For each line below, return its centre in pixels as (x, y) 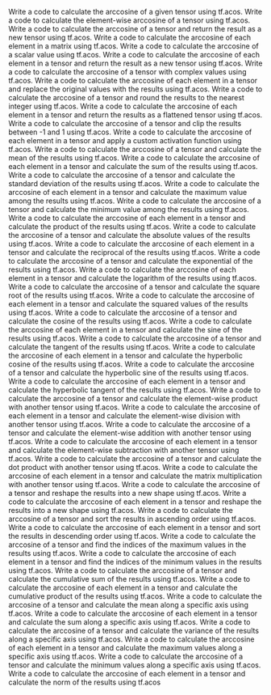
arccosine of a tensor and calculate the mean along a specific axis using (128, 605)
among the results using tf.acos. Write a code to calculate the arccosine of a (135, 201)
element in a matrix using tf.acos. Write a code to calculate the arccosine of (134, 46)
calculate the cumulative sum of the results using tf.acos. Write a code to (129, 579)
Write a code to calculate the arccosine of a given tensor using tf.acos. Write (135, 12)
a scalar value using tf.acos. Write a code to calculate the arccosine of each (134, 55)
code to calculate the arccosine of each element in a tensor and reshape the (135, 502)
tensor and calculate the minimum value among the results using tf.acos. (129, 209)
